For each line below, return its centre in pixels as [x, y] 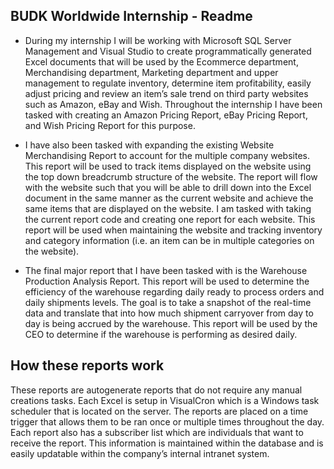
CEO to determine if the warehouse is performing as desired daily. [161, 334]
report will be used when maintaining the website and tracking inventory [173, 230]
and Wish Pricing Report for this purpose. [110, 125]
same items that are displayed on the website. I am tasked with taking [168, 208]
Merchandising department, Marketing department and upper [151, 72]
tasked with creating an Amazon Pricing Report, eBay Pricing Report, [166, 115]
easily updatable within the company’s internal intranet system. [140, 453]
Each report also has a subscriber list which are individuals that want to [157, 432]
